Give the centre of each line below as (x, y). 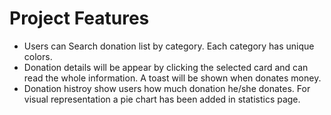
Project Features (79, 18)
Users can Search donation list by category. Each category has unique (169, 46)
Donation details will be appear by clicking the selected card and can (166, 67)
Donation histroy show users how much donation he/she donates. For (167, 88)
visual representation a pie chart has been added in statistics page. (162, 99)
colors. (38, 56)
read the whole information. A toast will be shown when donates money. (172, 78)
